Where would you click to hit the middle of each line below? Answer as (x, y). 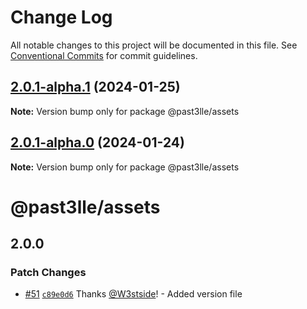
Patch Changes (48, 273)
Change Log (61, 17)
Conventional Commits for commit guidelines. (104, 55)
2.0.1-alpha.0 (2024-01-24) (97, 142)
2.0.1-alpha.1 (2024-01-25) (95, 87)
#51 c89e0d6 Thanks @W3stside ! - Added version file (133, 294)
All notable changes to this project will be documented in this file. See (154, 45)
